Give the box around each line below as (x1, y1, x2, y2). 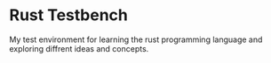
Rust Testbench (9, 5, 129, 25)
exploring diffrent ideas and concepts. (9, 43, 149, 53)
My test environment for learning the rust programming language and (9, 34, 263, 45)
